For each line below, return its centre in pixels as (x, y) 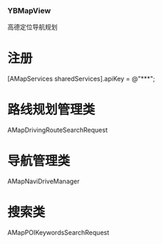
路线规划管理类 (51, 110)
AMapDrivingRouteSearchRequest (58, 130)
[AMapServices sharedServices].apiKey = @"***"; (81, 79)
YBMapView (29, 11)
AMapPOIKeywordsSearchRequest (58, 233)
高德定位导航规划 (32, 27)
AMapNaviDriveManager (44, 181)
